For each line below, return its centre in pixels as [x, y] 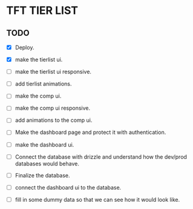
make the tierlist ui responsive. [53, 72]
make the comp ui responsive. [53, 108]
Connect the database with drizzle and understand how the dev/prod [101, 157]
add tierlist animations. [43, 84]
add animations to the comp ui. [54, 120]
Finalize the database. [43, 175]
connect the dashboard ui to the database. [68, 187]
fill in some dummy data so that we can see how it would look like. [97, 199]
